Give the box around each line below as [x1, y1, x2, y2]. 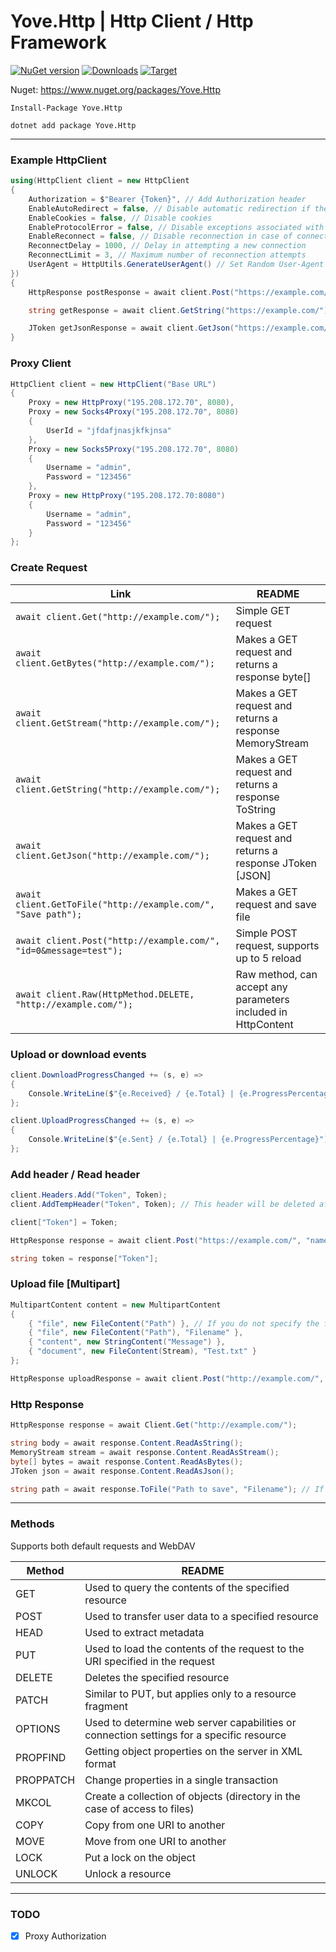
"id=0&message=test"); [15, 945, 123, 956]
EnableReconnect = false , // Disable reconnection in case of [28, 231, 293, 242]
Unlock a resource [84, 1866, 172, 1880]
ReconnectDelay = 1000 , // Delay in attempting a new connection [28, 241, 307, 251]
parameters [235, 992, 290, 1006]
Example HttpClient [10, 153, 107, 167]
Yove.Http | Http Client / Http [10, 10, 254, 33]
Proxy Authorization [24, 1930, 107, 1942]
